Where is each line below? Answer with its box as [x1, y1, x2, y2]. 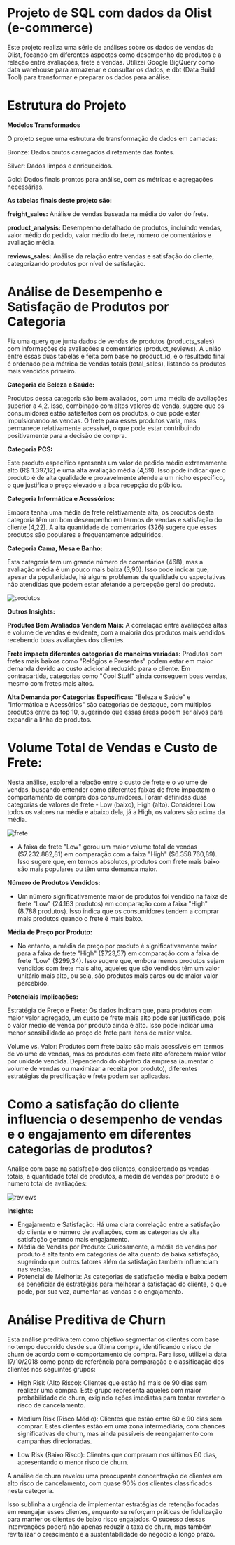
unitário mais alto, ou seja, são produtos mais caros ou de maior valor [17, 971, 218, 980]
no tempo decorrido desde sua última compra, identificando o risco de [7, 1342, 211, 1351]
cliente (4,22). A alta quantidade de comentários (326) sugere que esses [7, 523, 217, 531]
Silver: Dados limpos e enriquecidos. [7, 161, 113, 170]
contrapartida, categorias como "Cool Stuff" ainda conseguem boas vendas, [7, 672, 228, 680]
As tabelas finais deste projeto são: [7, 196, 112, 204]
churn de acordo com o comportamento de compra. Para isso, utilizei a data [7, 1350, 227, 1358]
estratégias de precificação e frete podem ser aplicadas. [7, 1072, 171, 1080]
